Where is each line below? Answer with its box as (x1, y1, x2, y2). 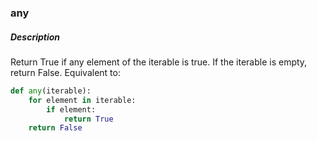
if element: (46, 104, 97, 115)
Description (10, 31, 61, 43)
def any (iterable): (10, 86, 92, 96)
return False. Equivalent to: (10, 66, 121, 78)
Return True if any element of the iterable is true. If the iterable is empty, (10, 56, 308, 68)
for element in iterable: (28, 95, 137, 105)
